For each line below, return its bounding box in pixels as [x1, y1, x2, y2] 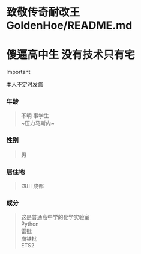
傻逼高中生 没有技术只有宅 [6, 48, 135, 62]
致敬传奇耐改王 [6, 5, 80, 19]
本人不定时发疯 [6, 81, 43, 88]
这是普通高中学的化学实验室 [20, 214, 90, 221]
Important [6, 69, 31, 76]
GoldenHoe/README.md [6, 19, 133, 33]
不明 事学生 [20, 112, 49, 119]
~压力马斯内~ [20, 120, 55, 127]
